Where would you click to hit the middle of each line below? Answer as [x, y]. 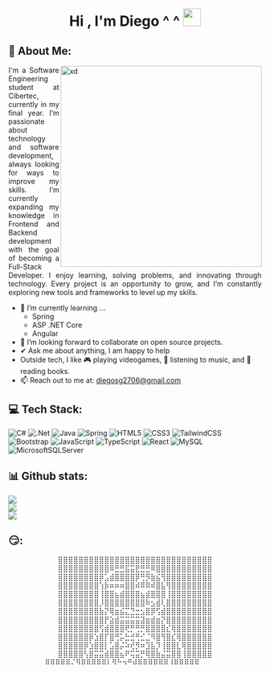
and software [34, 147]
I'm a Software [34, 70]
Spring [43, 316]
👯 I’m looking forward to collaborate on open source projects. [121, 342]
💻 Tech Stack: [45, 410]
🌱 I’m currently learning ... [63, 308]
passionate [27, 121]
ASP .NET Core [57, 325]
